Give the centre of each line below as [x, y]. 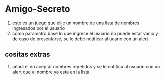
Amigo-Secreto [38, 9]
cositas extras [28, 55]
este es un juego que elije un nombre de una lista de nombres [76, 23]
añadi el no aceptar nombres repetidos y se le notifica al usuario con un [86, 66]
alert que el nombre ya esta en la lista [51, 72]
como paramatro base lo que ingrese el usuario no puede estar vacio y [85, 33]
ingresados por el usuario [39, 28]
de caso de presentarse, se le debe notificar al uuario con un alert [80, 39]
